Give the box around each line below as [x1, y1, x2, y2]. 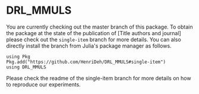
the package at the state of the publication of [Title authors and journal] [6, 29, 181, 36]
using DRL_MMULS [6, 64, 46, 70]
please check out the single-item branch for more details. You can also [6, 36, 181, 43]
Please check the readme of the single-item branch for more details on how [6, 74, 191, 82]
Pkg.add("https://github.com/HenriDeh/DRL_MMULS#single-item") [6, 59, 166, 65]
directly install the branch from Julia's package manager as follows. [6, 42, 172, 49]
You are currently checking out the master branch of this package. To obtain [6, 23, 193, 30]
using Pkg [6, 54, 31, 59]
